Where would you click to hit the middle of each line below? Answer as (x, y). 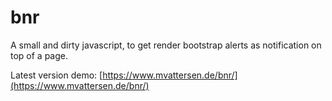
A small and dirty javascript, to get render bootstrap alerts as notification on (166, 45)
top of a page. (39, 55)
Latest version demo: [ (56, 75)
